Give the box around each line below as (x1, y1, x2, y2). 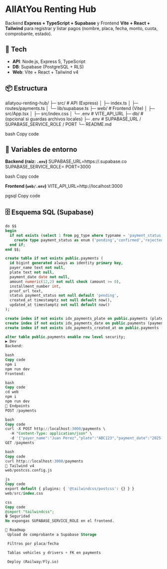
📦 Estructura (5, 84, 48, 93)
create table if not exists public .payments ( (5, 256, 103, 261)
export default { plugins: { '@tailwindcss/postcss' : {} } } (5, 486, 135, 492)
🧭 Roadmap (5, 528, 26, 533)
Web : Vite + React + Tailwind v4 (12, 69, 79, 75)
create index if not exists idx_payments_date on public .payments (5, 321, 146, 326)
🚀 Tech (5, 45, 27, 53)
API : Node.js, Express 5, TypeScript (12, 58, 85, 64)
